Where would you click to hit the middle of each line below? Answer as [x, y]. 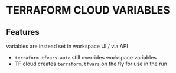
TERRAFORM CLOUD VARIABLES [88, 10]
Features [23, 32]
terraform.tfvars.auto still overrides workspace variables [86, 57]
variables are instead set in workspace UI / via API [67, 46]
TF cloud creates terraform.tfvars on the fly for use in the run [91, 64]
